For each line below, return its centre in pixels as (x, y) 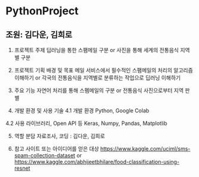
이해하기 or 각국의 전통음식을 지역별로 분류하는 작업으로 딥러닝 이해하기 (97, 78)
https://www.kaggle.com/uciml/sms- (145, 149)
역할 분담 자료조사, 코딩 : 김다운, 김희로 (59, 136)
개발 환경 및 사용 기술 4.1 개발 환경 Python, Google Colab (82, 111)
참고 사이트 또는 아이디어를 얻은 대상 (56, 149)
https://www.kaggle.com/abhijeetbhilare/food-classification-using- (97, 162)
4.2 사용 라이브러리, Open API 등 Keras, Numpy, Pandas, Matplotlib (87, 123)
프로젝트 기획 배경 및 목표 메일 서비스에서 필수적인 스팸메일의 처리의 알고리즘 (104, 70)
